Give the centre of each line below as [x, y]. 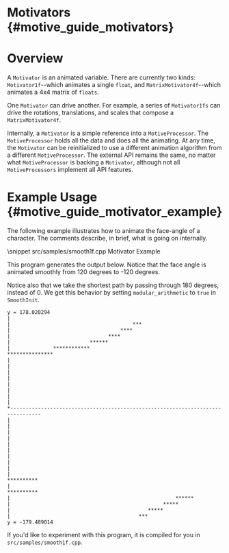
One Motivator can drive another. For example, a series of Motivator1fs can [114, 106]
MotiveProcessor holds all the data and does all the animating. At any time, [111, 140]
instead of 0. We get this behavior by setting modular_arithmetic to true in [112, 293]
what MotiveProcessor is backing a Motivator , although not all [94, 162]
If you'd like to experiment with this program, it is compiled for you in [104, 535]
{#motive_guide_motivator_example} [115, 212]
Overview [35, 59]
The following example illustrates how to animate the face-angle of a [104, 231]
